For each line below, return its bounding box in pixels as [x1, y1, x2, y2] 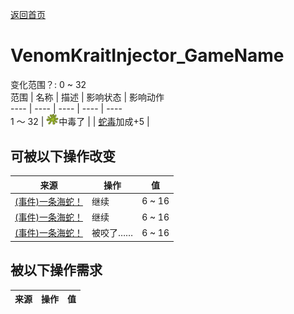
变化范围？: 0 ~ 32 [10, 78, 87, 90]
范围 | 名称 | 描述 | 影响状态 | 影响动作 [10, 91, 165, 103]
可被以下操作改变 [10, 148, 116, 165]
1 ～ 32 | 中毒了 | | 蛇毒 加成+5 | [10, 116, 150, 128]
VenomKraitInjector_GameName [10, 44, 285, 67]
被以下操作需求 [10, 262, 103, 279]
